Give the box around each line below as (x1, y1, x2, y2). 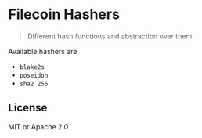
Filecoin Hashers (8, 5, 120, 24)
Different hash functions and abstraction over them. (27, 31, 194, 41)
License (8, 101, 48, 114)
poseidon (19, 71, 49, 79)
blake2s (19, 63, 45, 71)
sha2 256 (19, 80, 49, 88)
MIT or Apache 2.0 (8, 122, 69, 131)
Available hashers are (8, 46, 78, 56)
